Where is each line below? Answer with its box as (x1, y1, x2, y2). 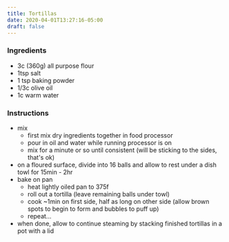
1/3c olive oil (17, 84, 53, 92)
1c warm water (17, 91, 59, 99)
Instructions (7, 108, 50, 118)
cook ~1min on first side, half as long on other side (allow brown (27, 197, 210, 205)
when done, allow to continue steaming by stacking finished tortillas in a (17, 219, 223, 227)
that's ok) (27, 153, 55, 161)
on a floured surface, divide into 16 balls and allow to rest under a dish (17, 160, 217, 169)
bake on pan (17, 175, 53, 183)
